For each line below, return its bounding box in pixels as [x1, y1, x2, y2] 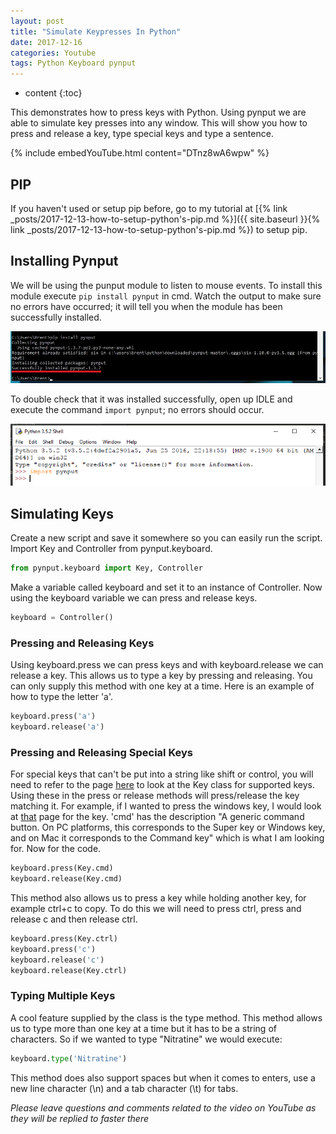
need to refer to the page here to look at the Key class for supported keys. [10, 779, 315, 791]
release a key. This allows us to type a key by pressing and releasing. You [10, 670, 313, 682]
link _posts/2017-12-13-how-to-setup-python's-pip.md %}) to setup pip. [10, 223, 308, 235]
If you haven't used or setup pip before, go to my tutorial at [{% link [10, 202, 288, 214]
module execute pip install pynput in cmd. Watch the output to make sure [10, 290, 322, 302]
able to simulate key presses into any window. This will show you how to [10, 117, 308, 129]
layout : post [10, 16, 65, 26]
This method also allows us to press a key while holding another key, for [10, 891, 307, 904]
